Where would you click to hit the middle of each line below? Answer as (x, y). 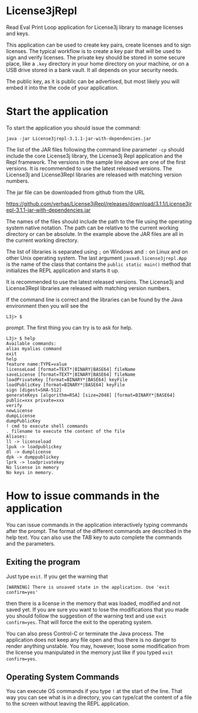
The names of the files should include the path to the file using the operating (99, 221)
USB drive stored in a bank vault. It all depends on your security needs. (93, 70)
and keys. (18, 33)
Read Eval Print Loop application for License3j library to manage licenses (95, 27)
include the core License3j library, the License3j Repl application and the (94, 156)
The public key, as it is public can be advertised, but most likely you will (93, 81)
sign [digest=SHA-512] (34, 390)
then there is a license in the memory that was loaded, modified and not (93, 603)
